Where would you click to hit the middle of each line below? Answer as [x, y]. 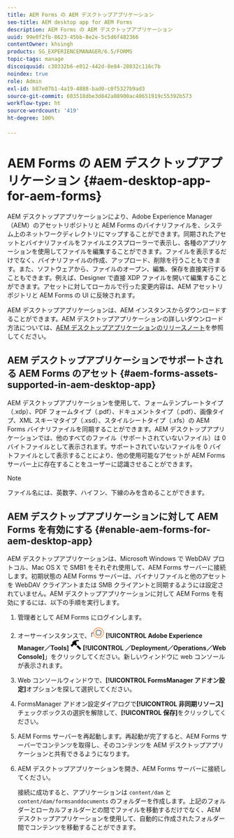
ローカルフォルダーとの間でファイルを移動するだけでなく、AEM [129, 810]
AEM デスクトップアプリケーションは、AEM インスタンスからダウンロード [114, 310]
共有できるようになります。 [94, 754]
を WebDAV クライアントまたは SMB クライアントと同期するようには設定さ [116, 585]
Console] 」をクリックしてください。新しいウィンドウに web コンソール [121, 657]
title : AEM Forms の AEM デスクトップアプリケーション [81, 15]
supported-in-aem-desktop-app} [82, 385]
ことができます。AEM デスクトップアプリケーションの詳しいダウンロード [118, 319]
